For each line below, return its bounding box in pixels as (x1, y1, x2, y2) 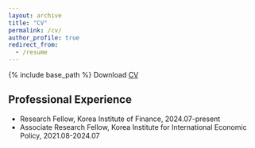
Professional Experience (8, 93, 133, 107)
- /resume (15, 48, 48, 56)
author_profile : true (8, 33, 80, 42)
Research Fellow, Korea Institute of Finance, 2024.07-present (19, 114, 221, 123)
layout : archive (8, 11, 62, 20)
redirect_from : (8, 41, 59, 49)
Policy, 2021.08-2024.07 (19, 131, 100, 140)
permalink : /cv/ (8, 26, 62, 34)
